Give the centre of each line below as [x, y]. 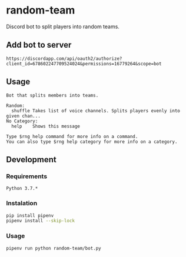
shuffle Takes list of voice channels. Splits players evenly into [96, 111]
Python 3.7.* [22, 189]
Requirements [27, 176]
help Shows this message [46, 126]
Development [31, 159]
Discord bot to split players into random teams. [63, 26]
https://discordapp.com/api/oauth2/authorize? [64, 59]
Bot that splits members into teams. [52, 95]
